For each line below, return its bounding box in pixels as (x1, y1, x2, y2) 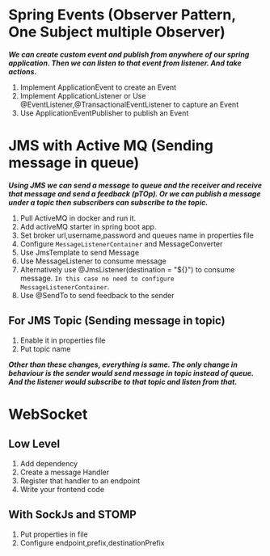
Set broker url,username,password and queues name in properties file (19, 230, 255, 240)
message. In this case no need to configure (19, 273, 175, 283)
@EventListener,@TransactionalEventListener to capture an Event (19, 99, 239, 109)
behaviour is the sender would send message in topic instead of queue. (8, 368, 254, 377)
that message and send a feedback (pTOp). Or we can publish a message (8, 188, 261, 199)
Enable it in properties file (19, 335, 106, 345)
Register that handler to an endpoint (19, 475, 140, 486)
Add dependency (19, 458, 78, 468)
